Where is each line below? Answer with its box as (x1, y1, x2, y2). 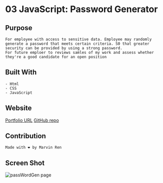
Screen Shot (5, 158, 45, 167)
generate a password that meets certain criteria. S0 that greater (5, 41, 150, 46)
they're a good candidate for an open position (5, 54, 107, 59)
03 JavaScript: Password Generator (5, 4, 158, 15)
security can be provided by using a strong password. (5, 46, 123, 51)
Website (5, 104, 32, 113)
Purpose (5, 24, 33, 32)
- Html (5, 81, 19, 86)
